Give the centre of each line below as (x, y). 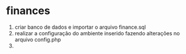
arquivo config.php (38, 39)
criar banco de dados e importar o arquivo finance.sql (80, 27)
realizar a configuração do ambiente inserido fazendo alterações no (97, 33)
